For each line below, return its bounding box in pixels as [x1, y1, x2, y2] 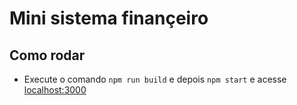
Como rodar [9, 47, 86, 64]
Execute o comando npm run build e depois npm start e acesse [23, 73, 287, 85]
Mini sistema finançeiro [9, 7, 209, 30]
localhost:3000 [23, 84, 87, 96]
